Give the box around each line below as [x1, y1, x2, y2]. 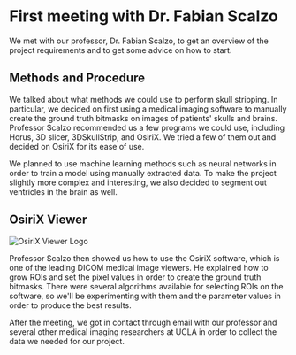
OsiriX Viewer [9, 212, 87, 228]
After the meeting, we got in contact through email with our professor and [9, 317, 277, 328]
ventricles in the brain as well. [9, 186, 118, 197]
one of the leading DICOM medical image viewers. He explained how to [9, 262, 269, 273]
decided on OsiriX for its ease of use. [9, 141, 145, 151]
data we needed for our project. [9, 336, 125, 346]
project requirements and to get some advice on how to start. [9, 44, 232, 55]
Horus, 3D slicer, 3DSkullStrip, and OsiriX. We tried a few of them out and [9, 131, 277, 143]
